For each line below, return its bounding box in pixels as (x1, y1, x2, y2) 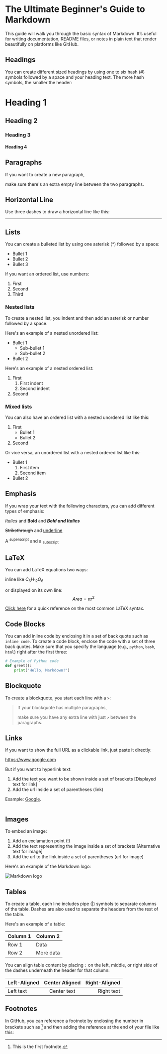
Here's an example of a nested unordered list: (5, 330, 99, 336)
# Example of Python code (5, 659, 59, 663)
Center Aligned (44, 979, 81, 986)
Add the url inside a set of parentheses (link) (12, 787, 103, 792)
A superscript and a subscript (5, 537, 59, 545)
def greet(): (5, 663, 32, 668)
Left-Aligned (7, 979, 39, 986)
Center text (49, 988, 76, 995)
